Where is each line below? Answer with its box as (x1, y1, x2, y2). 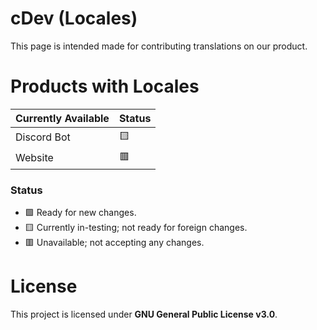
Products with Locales (10, 75, 200, 98)
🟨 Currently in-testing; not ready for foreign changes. (24, 222, 248, 234)
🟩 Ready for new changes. (24, 207, 137, 219)
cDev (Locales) (10, 7, 138, 30)
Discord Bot (15, 130, 71, 144)
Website (15, 151, 54, 165)
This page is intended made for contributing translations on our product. (10, 40, 308, 52)
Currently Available (15, 111, 110, 125)
